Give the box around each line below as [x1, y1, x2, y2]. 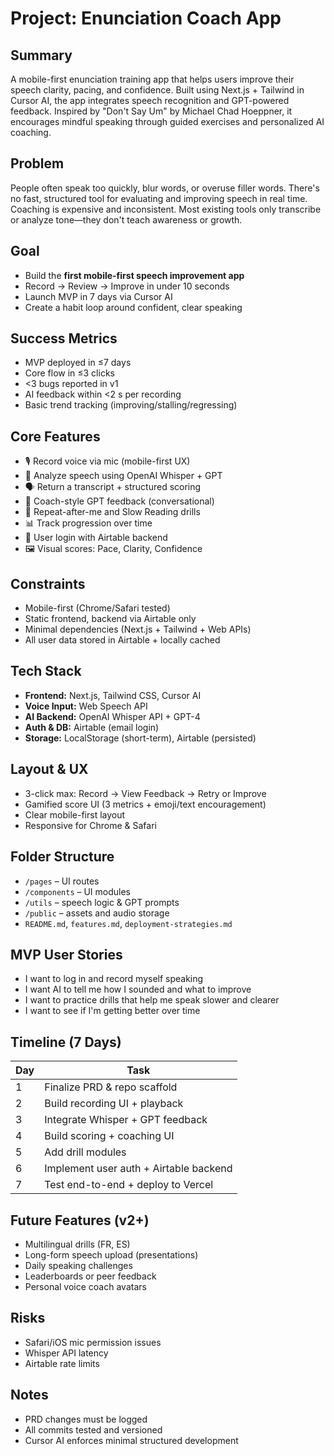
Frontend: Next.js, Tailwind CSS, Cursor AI [24, 689, 202, 701]
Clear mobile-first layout [24, 808, 126, 821]
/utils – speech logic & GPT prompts [24, 896, 180, 908]
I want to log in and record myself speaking [24, 973, 204, 985]
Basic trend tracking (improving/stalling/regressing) [24, 399, 238, 411]
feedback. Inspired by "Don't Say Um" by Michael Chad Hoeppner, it [10, 105, 293, 117]
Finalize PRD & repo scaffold [44, 1080, 178, 1094]
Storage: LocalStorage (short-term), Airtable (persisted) [24, 732, 257, 744]
